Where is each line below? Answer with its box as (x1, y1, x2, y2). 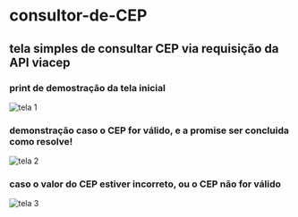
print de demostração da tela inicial (9, 81, 166, 94)
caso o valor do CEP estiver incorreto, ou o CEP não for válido (9, 178, 282, 190)
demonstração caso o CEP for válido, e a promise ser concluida (9, 124, 289, 137)
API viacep (9, 54, 71, 70)
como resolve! (9, 135, 73, 147)
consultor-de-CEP (9, 5, 148, 26)
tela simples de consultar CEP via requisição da (9, 41, 279, 56)
